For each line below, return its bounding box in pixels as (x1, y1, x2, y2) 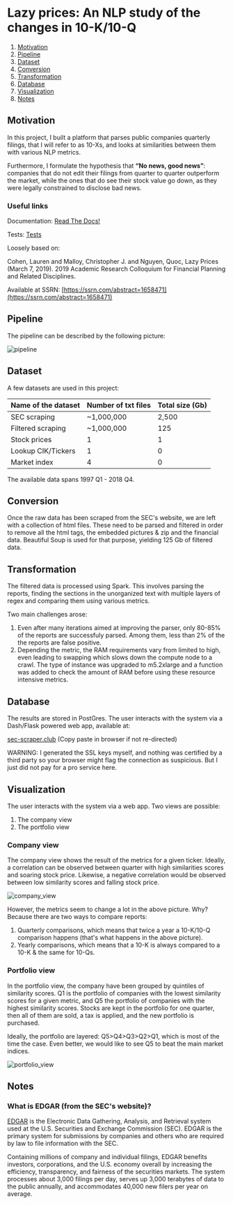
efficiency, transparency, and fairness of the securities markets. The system (7, 1167, 225, 1176)
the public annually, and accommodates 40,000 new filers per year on (7, 1182, 209, 1191)
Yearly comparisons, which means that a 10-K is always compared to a (17, 941, 220, 950)
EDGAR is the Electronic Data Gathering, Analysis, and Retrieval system (7, 1117, 211, 1126)
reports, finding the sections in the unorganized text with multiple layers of (7, 590, 220, 598)
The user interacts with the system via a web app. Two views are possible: (7, 802, 220, 810)
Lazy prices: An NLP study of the (7, 5, 201, 21)
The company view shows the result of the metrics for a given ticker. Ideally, (7, 856, 226, 865)
